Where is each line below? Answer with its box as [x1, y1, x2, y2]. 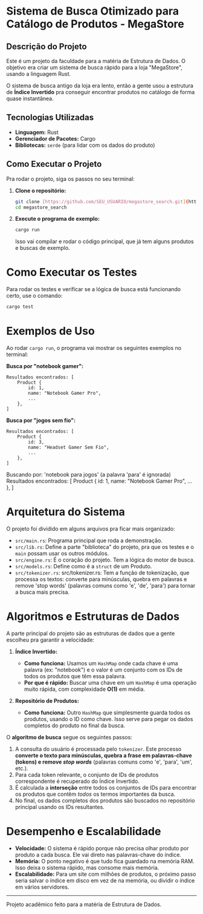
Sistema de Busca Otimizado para [6, 4, 179, 18]
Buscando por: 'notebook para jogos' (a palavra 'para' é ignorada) [6, 471, 171, 478]
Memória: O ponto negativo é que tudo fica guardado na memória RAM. [14, 857, 195, 865]
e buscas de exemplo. [14, 244, 71, 252]
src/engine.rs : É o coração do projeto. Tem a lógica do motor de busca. [14, 556, 195, 563]
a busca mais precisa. [14, 588, 70, 596]
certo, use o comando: [6, 292, 63, 300]
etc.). [14, 764, 28, 771]
